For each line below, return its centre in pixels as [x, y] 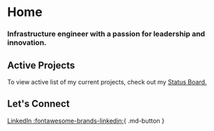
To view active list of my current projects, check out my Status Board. [107, 82]
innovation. [27, 43]
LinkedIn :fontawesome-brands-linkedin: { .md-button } [86, 121]
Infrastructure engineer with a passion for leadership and [106, 34]
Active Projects [41, 65]
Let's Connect [38, 104]
